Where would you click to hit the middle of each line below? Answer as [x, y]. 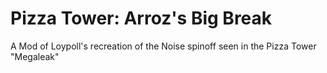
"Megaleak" [35, 56]
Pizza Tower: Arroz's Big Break [141, 18]
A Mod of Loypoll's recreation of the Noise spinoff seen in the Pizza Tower [163, 46]
